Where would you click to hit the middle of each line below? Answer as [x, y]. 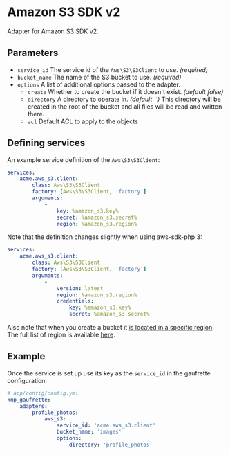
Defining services [46, 143]
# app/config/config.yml [43, 393]
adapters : [34, 406]
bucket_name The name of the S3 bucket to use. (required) [99, 77]
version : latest [80, 288]
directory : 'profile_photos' [111, 445]
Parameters [33, 53]
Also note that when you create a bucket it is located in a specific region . [111, 328]
